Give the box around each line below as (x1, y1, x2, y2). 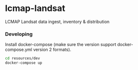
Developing (5, 31, 33, 37)
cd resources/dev (5, 56, 40, 61)
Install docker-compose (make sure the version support (5, 42, 117, 47)
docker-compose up (5, 60, 42, 65)
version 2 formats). (33, 47, 71, 53)
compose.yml (5, 47, 33, 53)
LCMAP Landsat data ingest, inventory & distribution (5, 19, 110, 24)
